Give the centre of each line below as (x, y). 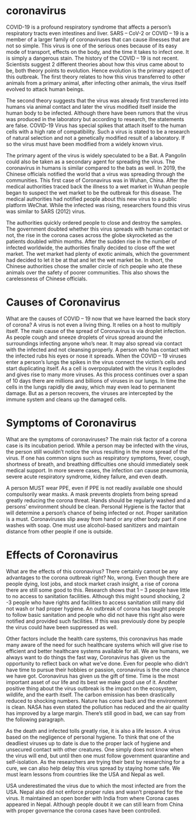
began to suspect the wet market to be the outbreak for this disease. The (94, 193)
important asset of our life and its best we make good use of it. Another (92, 682)
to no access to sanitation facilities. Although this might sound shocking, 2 (96, 596)
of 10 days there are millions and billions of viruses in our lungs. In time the (96, 380)
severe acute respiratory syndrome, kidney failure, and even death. (87, 476)
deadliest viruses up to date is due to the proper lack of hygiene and (88, 743)
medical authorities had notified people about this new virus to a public (92, 199)
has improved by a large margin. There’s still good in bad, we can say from (96, 713)
